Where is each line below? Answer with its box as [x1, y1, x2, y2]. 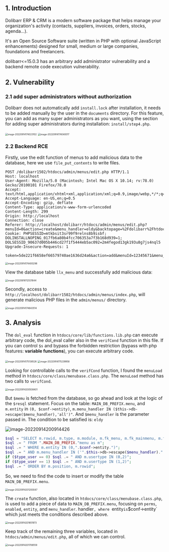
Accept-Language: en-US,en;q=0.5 [5, 196, 75, 201]
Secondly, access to [5, 286, 47, 292]
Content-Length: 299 [5, 209, 49, 214]
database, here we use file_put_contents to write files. [5, 159, 120, 165]
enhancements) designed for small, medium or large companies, [5, 43, 139, 49]
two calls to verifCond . [5, 378, 52, 384]
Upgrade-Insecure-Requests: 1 [5, 244, 69, 249]
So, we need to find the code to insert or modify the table [5, 473, 124, 479]
